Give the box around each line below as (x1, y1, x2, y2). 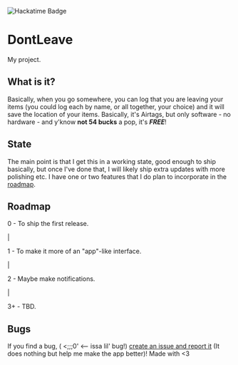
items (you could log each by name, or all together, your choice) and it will (7, 102, 224, 110)
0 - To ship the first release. (7, 220, 89, 228)
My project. (7, 55, 41, 63)
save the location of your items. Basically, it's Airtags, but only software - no (7, 110, 232, 118)
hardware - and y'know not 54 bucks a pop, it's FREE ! (7, 118, 167, 126)
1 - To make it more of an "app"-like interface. (7, 247, 142, 256)
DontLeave (7, 32, 73, 48)
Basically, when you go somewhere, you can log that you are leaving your (7, 95, 224, 103)
